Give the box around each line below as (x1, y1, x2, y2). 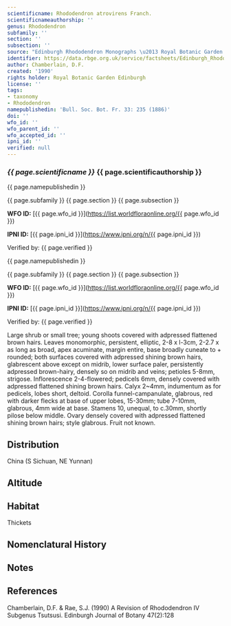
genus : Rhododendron (7, 23, 67, 30)
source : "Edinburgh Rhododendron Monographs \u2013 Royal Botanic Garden (7, 49, 223, 56)
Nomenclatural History (7, 539, 107, 550)
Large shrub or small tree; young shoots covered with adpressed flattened (7, 331, 217, 340)
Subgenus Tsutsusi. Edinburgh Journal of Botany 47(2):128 (7, 611, 175, 619)
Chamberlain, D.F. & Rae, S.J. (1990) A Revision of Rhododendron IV (7, 603, 200, 612)
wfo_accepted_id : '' (7, 132, 67, 138)
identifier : (7, 55, 41, 62)
